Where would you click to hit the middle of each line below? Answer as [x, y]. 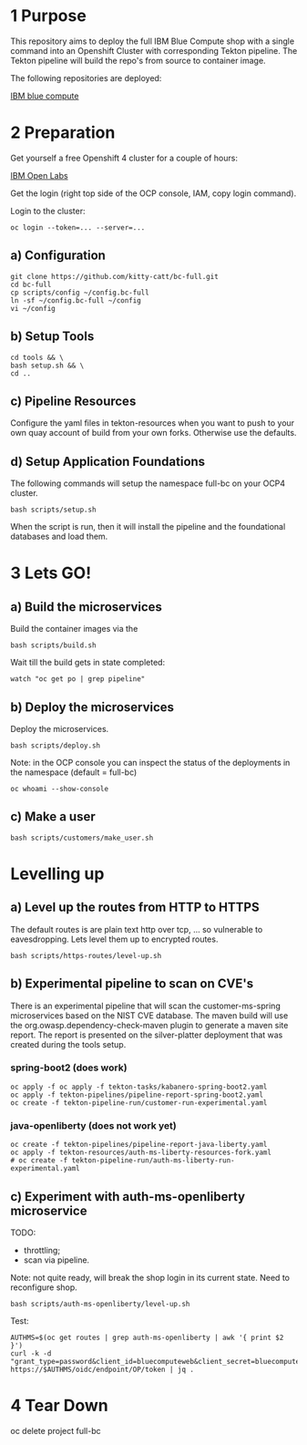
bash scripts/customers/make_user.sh [82, 838]
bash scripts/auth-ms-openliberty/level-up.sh [100, 1304]
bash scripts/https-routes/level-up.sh [86, 955]
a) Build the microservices [87, 607]
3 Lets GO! [51, 573]
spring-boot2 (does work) [69, 1068]
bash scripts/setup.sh [53, 510]
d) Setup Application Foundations [108, 461]
